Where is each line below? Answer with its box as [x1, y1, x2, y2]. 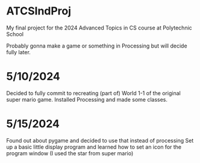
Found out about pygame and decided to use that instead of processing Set [6, 137, 194, 144]
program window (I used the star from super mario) [6, 149, 134, 157]
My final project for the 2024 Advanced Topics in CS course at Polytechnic [6, 24, 193, 31]
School [6, 30, 24, 37]
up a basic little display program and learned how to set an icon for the [6, 143, 182, 150]
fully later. [6, 48, 31, 55]
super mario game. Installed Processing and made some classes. [6, 96, 167, 103]
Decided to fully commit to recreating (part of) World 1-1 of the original [6, 89, 181, 97]
